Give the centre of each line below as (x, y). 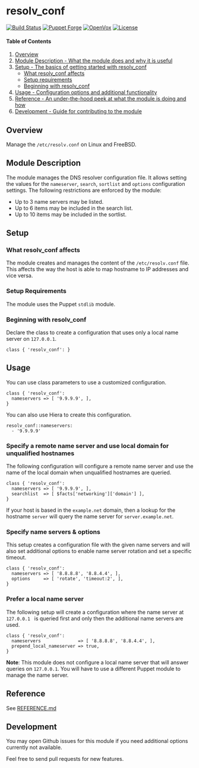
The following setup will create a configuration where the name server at (95, 612)
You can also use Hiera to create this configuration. (69, 415)
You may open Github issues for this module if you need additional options (97, 741)
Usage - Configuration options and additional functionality (86, 92)
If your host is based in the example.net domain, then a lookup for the (91, 510)
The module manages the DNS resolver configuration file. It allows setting (97, 178)
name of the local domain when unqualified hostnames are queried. (89, 472)
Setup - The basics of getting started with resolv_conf (80, 67)
